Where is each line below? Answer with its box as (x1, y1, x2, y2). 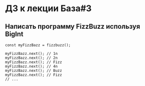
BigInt (5, 30, 23, 38)
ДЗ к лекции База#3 (5, 3, 92, 14)
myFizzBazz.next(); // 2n (5, 55, 58, 60)
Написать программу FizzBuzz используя (5, 22, 141, 31)
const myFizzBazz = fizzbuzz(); (5, 43, 71, 48)
